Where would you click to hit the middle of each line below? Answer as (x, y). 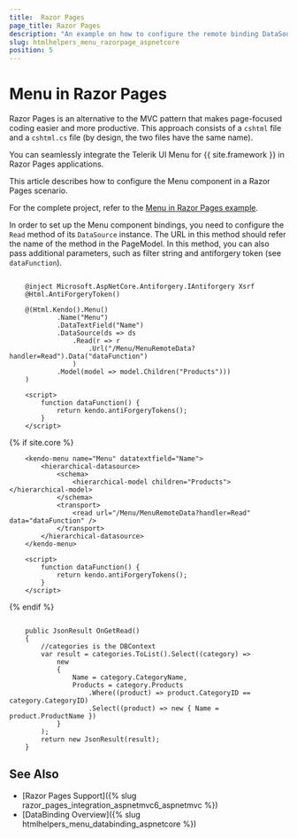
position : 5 (31, 50)
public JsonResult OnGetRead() (83, 631)
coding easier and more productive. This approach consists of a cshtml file (145, 128)
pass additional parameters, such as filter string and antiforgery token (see (145, 253)
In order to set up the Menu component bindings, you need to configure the (147, 225)
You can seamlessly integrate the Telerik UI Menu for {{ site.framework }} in (147, 155)
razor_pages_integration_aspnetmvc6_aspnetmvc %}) (120, 805)
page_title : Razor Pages (55, 26)
